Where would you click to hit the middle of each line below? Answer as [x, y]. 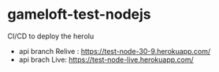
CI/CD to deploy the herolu [51, 36]
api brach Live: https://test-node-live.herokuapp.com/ [106, 59]
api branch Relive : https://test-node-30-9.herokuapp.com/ [114, 51]
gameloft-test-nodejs [79, 14]
